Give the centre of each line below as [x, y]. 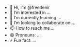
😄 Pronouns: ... [25, 35]
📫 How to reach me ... [32, 28]
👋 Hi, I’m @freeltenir [30, 7]
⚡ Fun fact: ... [23, 40]
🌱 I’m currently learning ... [35, 18]
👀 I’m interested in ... [30, 12]
